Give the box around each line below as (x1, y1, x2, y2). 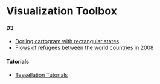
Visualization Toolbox (6, 4, 118, 18)
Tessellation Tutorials (14, 71, 68, 79)
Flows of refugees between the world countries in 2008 (14, 44, 154, 52)
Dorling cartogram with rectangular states (14, 38, 120, 45)
